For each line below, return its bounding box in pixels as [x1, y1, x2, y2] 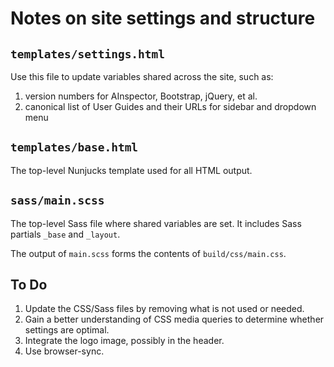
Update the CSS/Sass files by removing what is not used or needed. [24, 303, 305, 315]
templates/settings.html [10, 47, 166, 61]
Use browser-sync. [24, 345, 105, 357]
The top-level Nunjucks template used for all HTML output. [10, 164, 253, 176]
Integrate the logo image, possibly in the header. [24, 335, 225, 347]
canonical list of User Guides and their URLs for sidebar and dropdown [24, 101, 317, 112]
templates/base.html [10, 140, 139, 155]
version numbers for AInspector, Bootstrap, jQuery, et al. [24, 90, 258, 102]
